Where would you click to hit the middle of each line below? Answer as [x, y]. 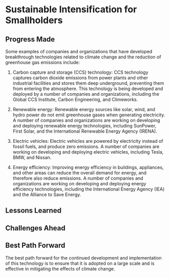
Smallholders [34, 20]
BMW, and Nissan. [32, 157]
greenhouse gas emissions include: [43, 62]
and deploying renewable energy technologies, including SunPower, [84, 126]
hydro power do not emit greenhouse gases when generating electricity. [89, 115]
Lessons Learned [33, 211]
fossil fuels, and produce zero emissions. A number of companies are [86, 146]
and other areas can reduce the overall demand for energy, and [80, 173]
